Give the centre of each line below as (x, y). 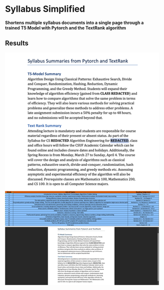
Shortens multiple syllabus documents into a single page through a (74, 23)
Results (17, 43)
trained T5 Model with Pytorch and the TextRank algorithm (66, 27)
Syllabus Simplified (45, 9)
